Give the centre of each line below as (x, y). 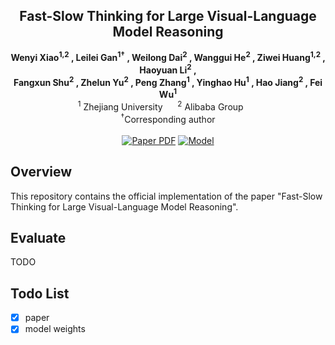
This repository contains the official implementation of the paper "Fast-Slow (166, 196)
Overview (41, 172)
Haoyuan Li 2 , (168, 69)
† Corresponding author (168, 118)
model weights (55, 329)
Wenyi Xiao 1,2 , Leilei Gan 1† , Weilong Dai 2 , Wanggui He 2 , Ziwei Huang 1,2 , (168, 57)
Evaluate (38, 237)
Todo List (40, 293)
